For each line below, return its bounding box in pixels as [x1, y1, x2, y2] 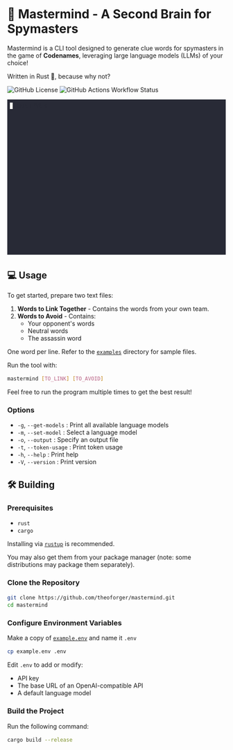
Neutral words [27, 327, 69, 335]
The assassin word [27, 334, 82, 343]
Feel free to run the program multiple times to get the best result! [7, 388, 192, 396]
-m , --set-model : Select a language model [17, 428, 137, 436]
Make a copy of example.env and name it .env [7, 634, 137, 642]
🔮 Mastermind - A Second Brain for [7, 6, 212, 22]
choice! [7, 58, 29, 67]
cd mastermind [7, 602, 49, 609]
